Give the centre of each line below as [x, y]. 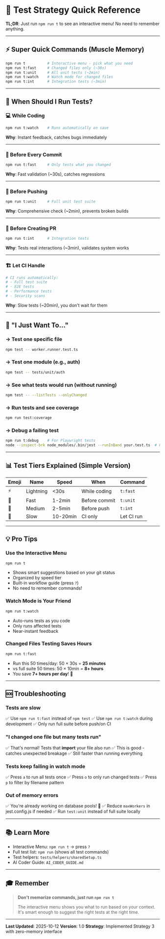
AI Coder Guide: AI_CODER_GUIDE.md [48, 862]
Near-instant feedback [35, 631]
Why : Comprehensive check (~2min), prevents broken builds [67, 211]
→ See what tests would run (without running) [61, 385]
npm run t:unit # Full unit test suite [51, 202]
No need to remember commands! [47, 588]
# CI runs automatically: [32, 278]
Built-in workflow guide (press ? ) [46, 583]
